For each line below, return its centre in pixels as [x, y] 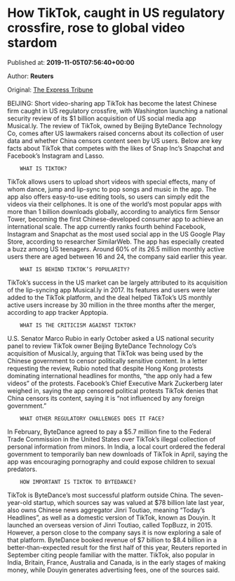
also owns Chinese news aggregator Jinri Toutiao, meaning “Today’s [106, 510]
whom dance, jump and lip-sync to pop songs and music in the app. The [112, 189]
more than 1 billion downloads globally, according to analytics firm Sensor [114, 211]
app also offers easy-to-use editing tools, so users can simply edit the [108, 196]
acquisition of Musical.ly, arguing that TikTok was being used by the [105, 353]
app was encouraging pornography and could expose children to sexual [111, 461]
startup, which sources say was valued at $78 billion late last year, [129, 502]
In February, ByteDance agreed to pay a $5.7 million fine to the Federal [109, 432]
